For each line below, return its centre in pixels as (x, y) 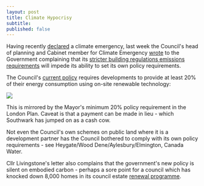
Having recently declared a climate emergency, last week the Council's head (102, 46)
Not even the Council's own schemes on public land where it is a (87, 132)
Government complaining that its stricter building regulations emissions (96, 59)
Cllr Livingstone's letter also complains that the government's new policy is (100, 163)
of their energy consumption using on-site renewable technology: (89, 84)
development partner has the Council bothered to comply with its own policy (102, 138)
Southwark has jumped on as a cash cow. (58, 120)
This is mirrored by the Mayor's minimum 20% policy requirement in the (97, 107)
